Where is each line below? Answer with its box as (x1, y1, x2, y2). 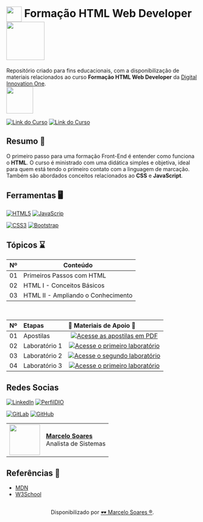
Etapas (23, 322, 45, 330)
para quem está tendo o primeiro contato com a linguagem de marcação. (6, 165, 190, 172)
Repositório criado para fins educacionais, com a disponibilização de (6, 67, 180, 74)
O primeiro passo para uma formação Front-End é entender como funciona (6, 152, 195, 160)
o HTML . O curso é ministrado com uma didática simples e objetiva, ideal (6, 159, 190, 166)
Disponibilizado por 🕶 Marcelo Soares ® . (51, 509, 154, 516)
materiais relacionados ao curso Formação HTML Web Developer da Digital (6, 73, 197, 81)
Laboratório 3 (23, 361, 63, 370)
